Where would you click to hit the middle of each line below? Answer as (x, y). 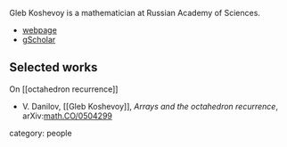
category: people (41, 133)
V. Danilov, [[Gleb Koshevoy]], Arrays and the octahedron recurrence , (150, 106)
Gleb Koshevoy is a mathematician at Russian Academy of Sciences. (135, 13)
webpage (40, 30)
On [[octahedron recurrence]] (64, 89)
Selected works (53, 67)
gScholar (39, 40)
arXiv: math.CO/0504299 (67, 116)
